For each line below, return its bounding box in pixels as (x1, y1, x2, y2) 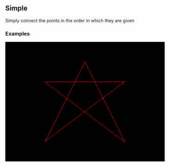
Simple (5, 4, 28, 13)
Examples (5, 30, 30, 37)
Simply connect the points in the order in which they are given (5, 17, 135, 23)
